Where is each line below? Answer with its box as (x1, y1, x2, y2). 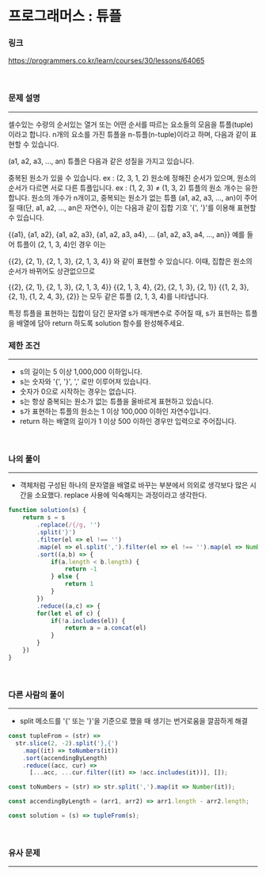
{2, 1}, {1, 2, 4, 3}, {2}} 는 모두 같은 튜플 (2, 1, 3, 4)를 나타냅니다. (8, 291, 209, 301)
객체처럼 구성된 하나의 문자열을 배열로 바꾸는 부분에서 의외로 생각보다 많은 (19, 480, 249, 490)
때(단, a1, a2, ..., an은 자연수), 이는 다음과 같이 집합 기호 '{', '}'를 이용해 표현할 (16, 203, 256, 212)
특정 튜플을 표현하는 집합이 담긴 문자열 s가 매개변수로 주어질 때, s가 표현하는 (8, 308, 244, 318)
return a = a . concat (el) (64, 624, 147, 632)
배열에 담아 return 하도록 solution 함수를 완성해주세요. (16, 318, 184, 327)
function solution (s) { (8, 506, 87, 514)
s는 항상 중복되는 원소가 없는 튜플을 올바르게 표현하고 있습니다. (19, 397, 214, 407)
